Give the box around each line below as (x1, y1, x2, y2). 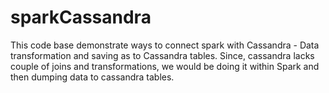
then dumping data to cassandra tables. (10, 71, 175, 83)
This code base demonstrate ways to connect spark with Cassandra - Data (10, 39, 320, 51)
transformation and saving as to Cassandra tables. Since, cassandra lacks (10, 49, 315, 61)
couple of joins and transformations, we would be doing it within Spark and (10, 60, 320, 72)
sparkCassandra (10, 6, 152, 29)
